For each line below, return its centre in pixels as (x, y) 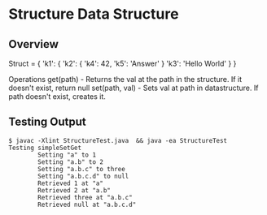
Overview (34, 44)
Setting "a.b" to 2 (71, 162)
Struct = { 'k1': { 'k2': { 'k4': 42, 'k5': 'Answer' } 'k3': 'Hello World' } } (123, 63)
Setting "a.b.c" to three (82, 169)
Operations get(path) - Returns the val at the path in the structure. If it (125, 79)
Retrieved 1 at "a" (71, 183)
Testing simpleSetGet (45, 148)
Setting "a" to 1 (67, 155)
